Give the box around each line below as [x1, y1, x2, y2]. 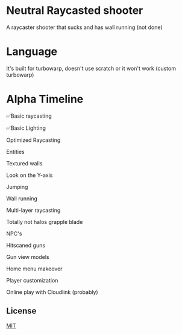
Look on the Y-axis [6, 171, 53, 179]
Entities [6, 148, 25, 155]
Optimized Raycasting [6, 136, 61, 144]
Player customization [6, 276, 58, 284]
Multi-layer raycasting [6, 206, 61, 214]
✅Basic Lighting [6, 124, 46, 132]
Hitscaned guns [6, 241, 46, 249]
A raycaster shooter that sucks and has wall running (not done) [6, 24, 163, 31]
